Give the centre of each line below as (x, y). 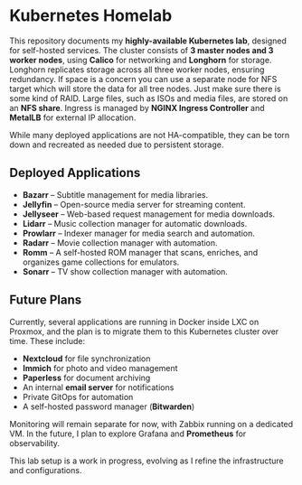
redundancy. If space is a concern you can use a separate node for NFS (143, 79)
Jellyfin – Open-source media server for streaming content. (134, 204)
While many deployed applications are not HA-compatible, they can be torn (150, 135)
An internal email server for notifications (98, 387)
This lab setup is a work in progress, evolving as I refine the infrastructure (147, 461)
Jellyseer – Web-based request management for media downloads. (149, 214)
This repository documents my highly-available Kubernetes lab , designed (148, 41)
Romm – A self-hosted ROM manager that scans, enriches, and (140, 252)
